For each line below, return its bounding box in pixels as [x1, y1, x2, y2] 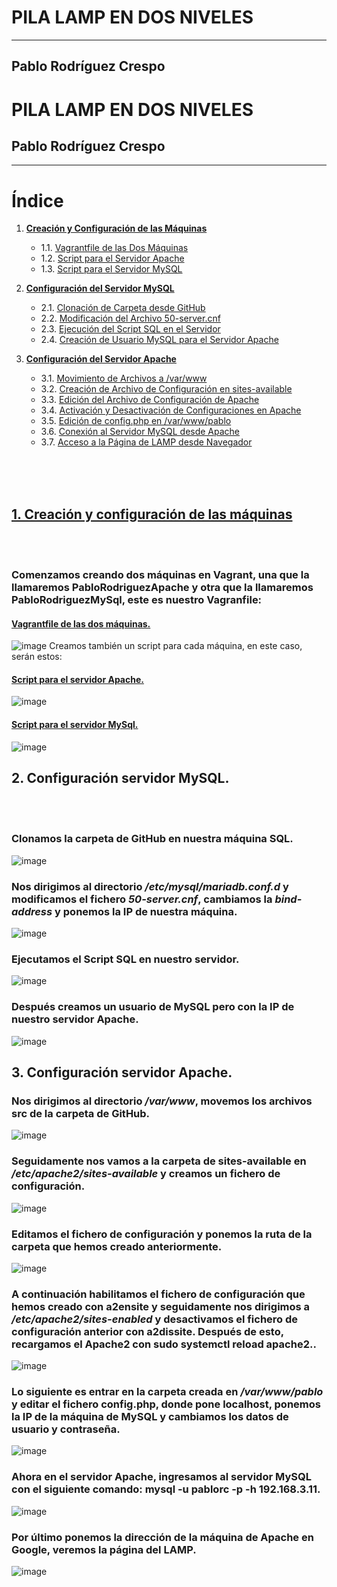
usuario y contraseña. [11, 1422, 121, 1436]
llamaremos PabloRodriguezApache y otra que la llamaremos [11, 581, 314, 594]
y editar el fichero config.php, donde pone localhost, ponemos [11, 1397, 321, 1411]
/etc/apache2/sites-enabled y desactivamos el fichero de [11, 1312, 299, 1326]
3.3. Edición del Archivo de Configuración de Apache [40, 394, 260, 406]
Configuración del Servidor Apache [25, 353, 177, 365]
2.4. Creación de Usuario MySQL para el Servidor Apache [40, 334, 279, 346]
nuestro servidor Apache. [11, 1012, 139, 1026]
